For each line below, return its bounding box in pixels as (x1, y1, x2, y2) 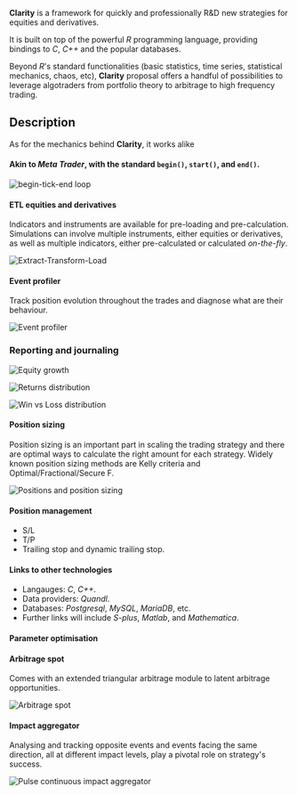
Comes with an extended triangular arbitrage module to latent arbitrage (9, 673, 270, 684)
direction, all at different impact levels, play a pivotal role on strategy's (9, 750, 267, 760)
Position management (9, 505, 92, 515)
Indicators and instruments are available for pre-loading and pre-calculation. (9, 219, 289, 230)
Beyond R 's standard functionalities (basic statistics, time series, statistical (9, 61, 283, 71)
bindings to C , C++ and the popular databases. (9, 44, 181, 54)
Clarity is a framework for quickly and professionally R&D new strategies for (9, 8, 289, 18)
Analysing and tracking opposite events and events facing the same (9, 740, 258, 750)
